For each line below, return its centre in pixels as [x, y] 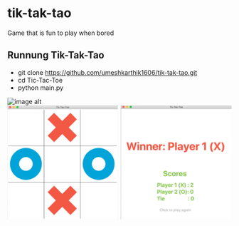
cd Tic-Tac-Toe [40, 80]
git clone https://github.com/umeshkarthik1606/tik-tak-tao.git [107, 72]
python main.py [41, 88]
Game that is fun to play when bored [61, 33]
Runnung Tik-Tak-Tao [56, 55]
